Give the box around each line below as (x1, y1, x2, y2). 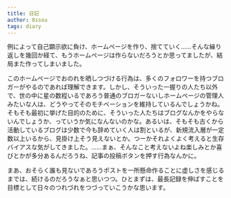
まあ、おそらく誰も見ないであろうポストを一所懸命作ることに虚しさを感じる (7, 166, 225, 175)
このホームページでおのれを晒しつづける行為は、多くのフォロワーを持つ (7, 74, 212, 82)
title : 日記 (7, 10, 39, 17)
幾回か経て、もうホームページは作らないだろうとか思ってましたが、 (25, 51, 217, 59)
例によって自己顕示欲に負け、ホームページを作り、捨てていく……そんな (7, 43, 210, 51)
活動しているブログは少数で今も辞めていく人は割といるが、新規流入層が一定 (7, 126, 225, 134)
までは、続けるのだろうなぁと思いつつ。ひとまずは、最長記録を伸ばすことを (7, 175, 224, 183)
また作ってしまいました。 (12, 60, 86, 68)
